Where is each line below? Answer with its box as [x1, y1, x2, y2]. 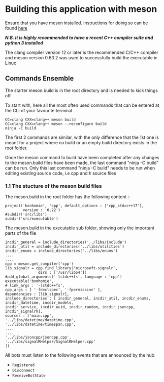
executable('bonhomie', [5, 279, 54, 284]
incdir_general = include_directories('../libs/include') [5, 240, 127, 245]
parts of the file [5, 230, 36, 236]
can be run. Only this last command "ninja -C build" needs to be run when [5, 165, 155, 171]
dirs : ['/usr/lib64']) [38, 270, 87, 275]
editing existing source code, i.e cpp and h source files [5, 170, 117, 176]
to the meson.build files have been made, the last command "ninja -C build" [5, 160, 159, 166]
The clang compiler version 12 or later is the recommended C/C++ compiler [5, 49, 159, 55]
